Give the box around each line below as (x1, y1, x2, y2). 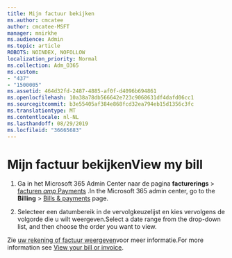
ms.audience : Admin (7, 36, 64, 43)
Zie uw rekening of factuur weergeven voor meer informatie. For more (7, 236, 204, 244)
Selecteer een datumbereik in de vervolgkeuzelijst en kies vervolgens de (17, 208, 226, 216)
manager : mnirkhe (7, 29, 58, 37)
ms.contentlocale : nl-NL (7, 113, 79, 120)
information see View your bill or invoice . (7, 243, 124, 252)
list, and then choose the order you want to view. (17, 223, 157, 231)
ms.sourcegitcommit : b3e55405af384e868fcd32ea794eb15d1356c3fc (7, 101, 194, 108)
